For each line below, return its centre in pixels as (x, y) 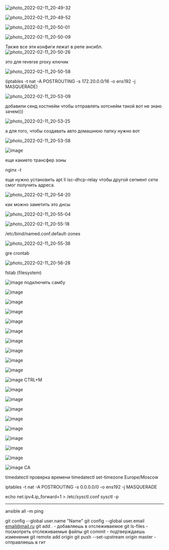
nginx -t (13, 170)
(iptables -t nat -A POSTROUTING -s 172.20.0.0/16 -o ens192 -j (70, 81)
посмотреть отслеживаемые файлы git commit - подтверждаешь (75, 531)
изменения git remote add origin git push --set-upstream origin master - (81, 537)
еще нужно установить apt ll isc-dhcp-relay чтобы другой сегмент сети (82, 179)
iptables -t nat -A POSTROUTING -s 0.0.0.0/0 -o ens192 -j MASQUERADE (81, 487)
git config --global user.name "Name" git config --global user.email (75, 521)
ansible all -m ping (24, 511)
